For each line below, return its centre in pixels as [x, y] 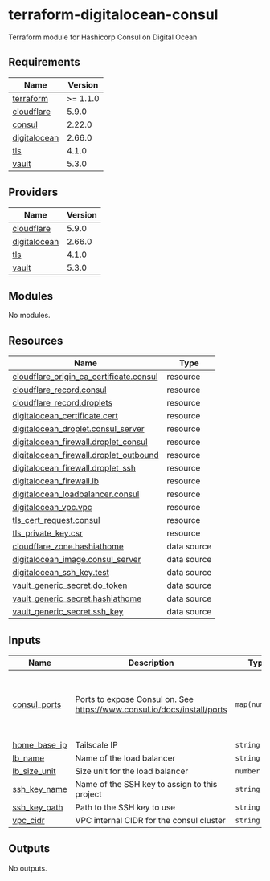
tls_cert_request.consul [56, 520]
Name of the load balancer [125, 758]
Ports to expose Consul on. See [135, 699]
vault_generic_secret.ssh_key [68, 612]
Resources [36, 340]
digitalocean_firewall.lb [55, 481]
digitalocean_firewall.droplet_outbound [86, 455]
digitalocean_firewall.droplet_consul [80, 442]
